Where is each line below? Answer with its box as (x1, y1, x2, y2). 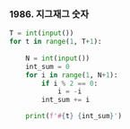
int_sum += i (41, 96, 91, 105)
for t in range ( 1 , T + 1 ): (9, 38, 102, 47)
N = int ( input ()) (25, 54, 91, 63)
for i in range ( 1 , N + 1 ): (25, 70, 118, 80)
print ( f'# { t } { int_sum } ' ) (25, 112, 123, 121)
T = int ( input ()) (9, 29, 74, 38)
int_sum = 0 (25, 62, 70, 71)
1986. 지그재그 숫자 (9, 7, 90, 20)
